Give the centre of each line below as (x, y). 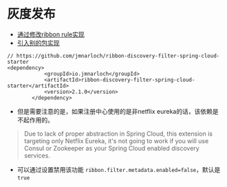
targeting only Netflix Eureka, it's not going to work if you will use (116, 140)
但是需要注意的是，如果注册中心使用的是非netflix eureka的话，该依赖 (115, 111)
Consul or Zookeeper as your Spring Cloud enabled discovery (111, 148)
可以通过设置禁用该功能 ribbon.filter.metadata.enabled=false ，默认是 (119, 169)
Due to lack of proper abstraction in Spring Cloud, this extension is (118, 134)
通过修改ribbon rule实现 (51, 34)
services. (37, 155)
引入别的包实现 (38, 42)
